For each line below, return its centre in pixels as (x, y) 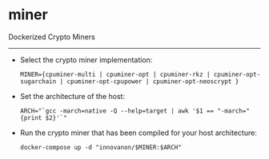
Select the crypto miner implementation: (86, 60)
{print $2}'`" (43, 117)
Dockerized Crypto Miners (52, 37)
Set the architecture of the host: (72, 96)
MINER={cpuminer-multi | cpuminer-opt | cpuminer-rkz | (115, 74)
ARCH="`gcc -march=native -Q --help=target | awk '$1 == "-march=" (134, 111)
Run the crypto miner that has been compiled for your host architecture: (139, 133)
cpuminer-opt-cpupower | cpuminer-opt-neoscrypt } (153, 81)
